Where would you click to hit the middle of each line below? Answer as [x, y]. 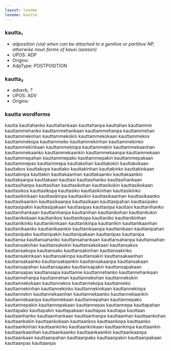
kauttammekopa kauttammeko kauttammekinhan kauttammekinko [74, 142]
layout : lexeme [21, 10]
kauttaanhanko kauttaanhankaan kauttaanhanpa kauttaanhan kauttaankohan [85, 316]
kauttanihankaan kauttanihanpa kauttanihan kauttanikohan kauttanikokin [81, 213]
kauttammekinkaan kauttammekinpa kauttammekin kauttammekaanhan [80, 147]
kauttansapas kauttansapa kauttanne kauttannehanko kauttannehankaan [81, 273]
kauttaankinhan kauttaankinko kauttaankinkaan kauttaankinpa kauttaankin [83, 327]
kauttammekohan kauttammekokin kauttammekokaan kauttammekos [77, 136]
